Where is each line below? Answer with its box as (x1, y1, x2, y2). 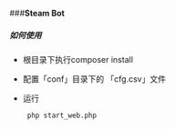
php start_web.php (26, 111, 98, 120)
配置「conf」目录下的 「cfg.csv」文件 (22, 73, 167, 84)
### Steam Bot (9, 8, 66, 18)
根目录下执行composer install (22, 54, 134, 64)
